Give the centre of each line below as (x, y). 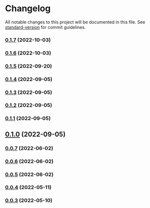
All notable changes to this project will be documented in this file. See (75, 22)
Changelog (28, 9)
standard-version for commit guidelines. (45, 27)
